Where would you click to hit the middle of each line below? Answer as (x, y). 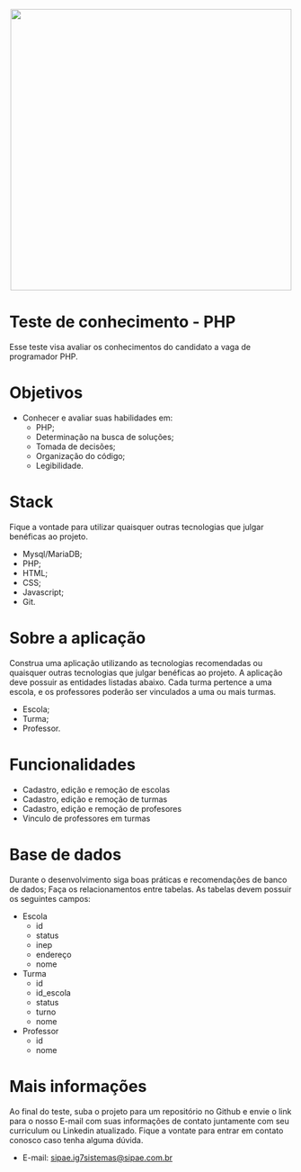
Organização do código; (80, 455)
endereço (53, 954)
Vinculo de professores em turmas (86, 818)
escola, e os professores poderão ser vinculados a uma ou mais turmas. (143, 691)
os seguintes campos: (50, 898)
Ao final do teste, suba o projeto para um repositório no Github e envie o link (150, 1111)
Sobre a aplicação (78, 638)
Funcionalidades (73, 764)
